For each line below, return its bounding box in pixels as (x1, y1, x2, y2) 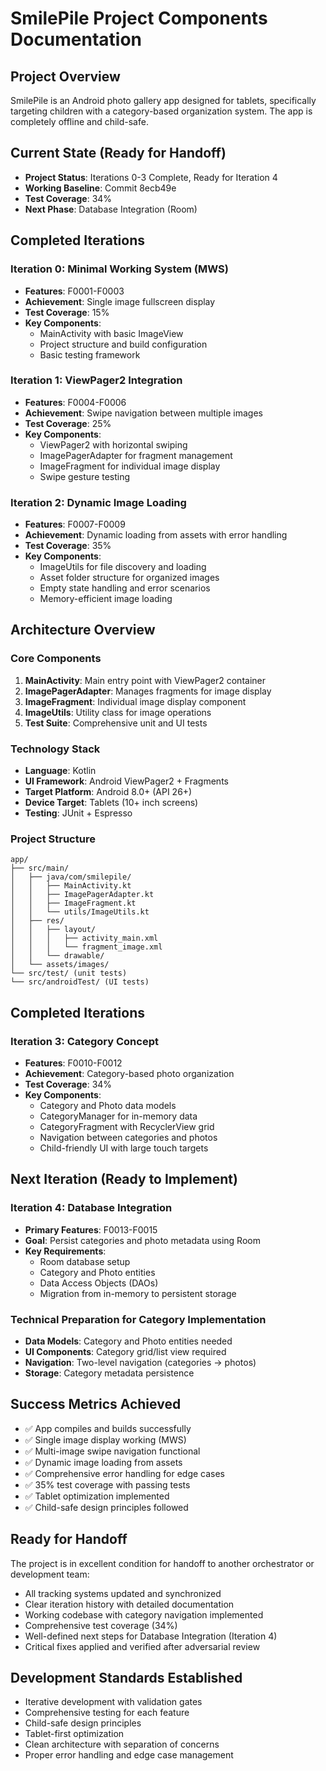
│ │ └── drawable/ (10, 951, 105, 961)
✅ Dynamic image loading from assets (24, 1456, 183, 1468)
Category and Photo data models (39, 1100, 177, 1112)
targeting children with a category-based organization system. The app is (10, 105, 313, 117)
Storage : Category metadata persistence (24, 1367, 195, 1379)
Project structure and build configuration (39, 338, 208, 350)
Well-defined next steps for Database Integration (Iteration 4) (24, 1630, 278, 1642)
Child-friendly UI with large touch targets (39, 1142, 209, 1154)
